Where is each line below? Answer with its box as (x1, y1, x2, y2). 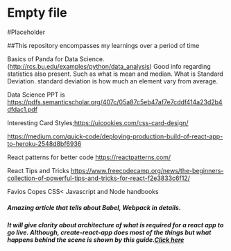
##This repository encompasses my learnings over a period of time (7, 41, 200, 49)
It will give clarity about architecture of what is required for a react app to (7, 220, 224, 229)
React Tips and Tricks (7, 166, 69, 175)
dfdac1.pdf (7, 105, 38, 113)
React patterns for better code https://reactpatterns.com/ (7, 153, 171, 161)
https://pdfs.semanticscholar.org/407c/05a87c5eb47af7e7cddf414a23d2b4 (7, 97, 223, 106)
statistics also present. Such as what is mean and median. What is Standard (7, 70, 223, 78)
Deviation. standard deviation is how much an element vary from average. (7, 76, 219, 85)
